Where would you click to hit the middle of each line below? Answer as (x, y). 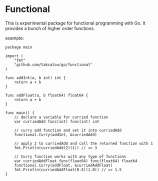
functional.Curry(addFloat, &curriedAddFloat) (63, 165)
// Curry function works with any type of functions (70, 156)
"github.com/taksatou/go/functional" (53, 64)
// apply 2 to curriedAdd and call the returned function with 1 (84, 143)
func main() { (20, 113)
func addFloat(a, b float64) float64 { (47, 95)
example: (14, 38)
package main (19, 47)
